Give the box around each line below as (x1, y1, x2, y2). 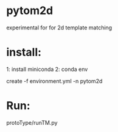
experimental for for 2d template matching (6, 24, 113, 31)
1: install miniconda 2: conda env (6, 65, 88, 73)
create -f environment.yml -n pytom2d (6, 77, 103, 84)
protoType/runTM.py (6, 119, 58, 126)
